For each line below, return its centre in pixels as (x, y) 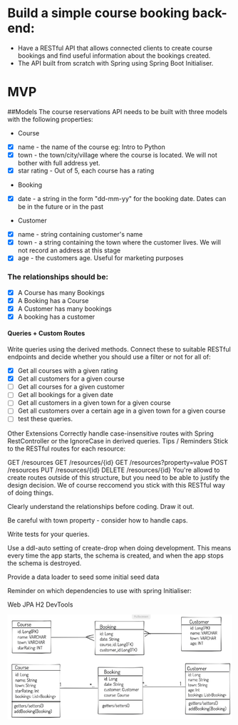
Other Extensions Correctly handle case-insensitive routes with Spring (110, 433)
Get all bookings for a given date (66, 395)
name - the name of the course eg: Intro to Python (92, 147)
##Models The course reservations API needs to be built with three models (118, 111)
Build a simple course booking (99, 13)
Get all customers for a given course (71, 379)
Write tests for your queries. (48, 534)
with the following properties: (51, 119)
